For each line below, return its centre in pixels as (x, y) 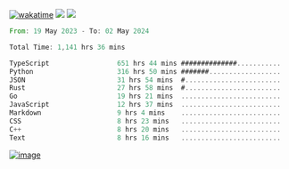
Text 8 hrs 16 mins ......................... (145, 138)
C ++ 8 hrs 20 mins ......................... (145, 129)
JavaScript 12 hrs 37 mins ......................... (145, 105)
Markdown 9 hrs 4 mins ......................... (145, 113)
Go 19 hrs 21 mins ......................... (145, 97)
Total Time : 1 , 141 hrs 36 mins (67, 47)
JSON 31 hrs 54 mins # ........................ (145, 80)
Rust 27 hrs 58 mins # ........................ (145, 88)
